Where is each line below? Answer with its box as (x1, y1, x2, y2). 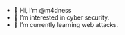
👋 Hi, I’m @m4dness (13, 7, 72, 14)
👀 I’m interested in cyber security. (13, 13, 110, 22)
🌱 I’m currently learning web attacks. (13, 21, 119, 28)
